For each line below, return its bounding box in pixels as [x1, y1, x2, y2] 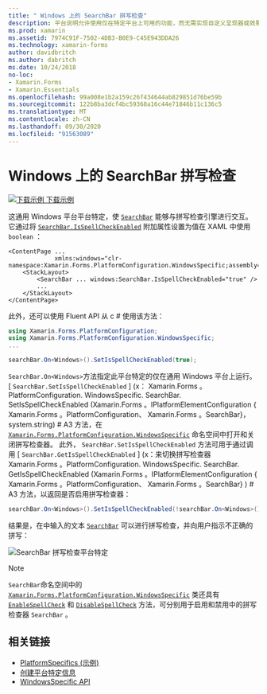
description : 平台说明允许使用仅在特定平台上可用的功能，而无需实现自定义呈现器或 [8, 19, 250, 27]
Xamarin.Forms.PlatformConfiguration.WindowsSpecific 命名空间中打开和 [8, 430, 248, 439]
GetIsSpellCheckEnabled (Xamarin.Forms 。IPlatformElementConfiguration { [8, 470, 257, 479]
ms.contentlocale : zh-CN [8, 115, 91, 123]
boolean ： [8, 232, 43, 241]
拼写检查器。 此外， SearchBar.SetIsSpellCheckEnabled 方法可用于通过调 [14, 439, 253, 450]
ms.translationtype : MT [8, 108, 87, 116]
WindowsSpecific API [19, 676, 91, 686]
